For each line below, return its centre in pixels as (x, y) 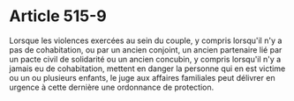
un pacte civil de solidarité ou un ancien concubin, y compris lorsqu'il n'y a (145, 59)
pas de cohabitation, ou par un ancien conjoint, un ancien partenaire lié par (146, 49)
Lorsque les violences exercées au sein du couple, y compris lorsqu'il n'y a (146, 40)
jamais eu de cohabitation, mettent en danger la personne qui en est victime (147, 69)
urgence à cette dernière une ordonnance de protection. (112, 87)
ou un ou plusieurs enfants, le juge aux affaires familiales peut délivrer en (142, 77)
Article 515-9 (58, 16)
